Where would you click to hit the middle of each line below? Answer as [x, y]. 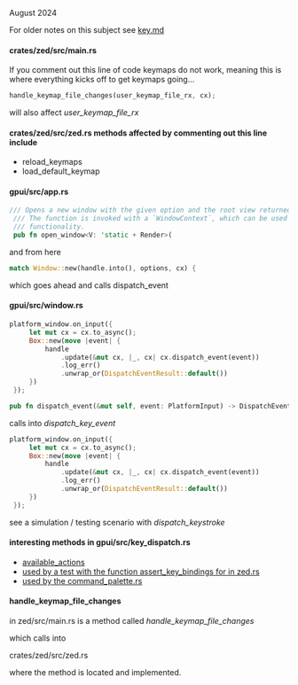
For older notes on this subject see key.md [87, 30]
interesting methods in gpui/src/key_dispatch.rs [100, 542]
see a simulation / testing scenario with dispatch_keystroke [117, 522]
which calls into [38, 638]
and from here [35, 252]
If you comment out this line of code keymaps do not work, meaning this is [145, 70]
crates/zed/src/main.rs [53, 50]
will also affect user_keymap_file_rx [74, 113]
